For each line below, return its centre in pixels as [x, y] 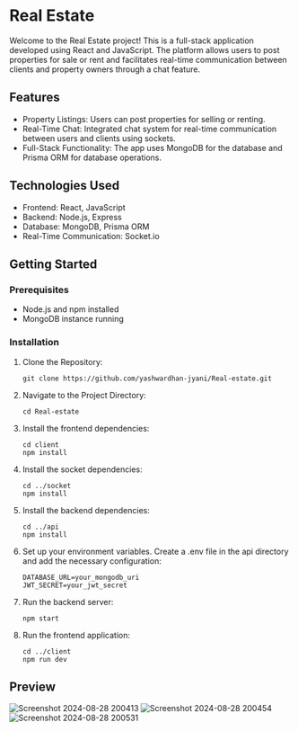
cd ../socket [47, 486]
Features [35, 98]
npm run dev [44, 659]
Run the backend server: [68, 602]
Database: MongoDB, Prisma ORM [86, 227]
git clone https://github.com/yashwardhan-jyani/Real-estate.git [147, 379]
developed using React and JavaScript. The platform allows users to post [145, 49]
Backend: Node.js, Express [72, 217]
